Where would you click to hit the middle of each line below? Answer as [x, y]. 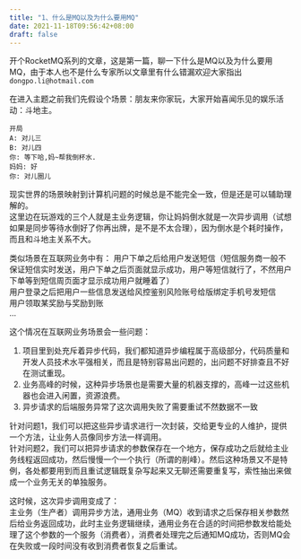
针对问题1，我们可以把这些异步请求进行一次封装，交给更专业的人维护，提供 [148, 426]
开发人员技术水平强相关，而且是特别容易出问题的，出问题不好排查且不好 [155, 362]
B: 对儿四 [26, 148]
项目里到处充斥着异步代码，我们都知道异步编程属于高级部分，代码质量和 [155, 351]
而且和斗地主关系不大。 [52, 240]
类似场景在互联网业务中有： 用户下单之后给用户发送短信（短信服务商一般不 [148, 258]
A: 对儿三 [26, 139]
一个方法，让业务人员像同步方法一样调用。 [88, 437]
